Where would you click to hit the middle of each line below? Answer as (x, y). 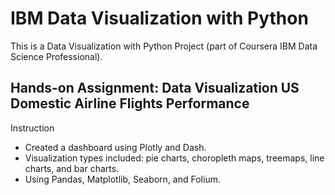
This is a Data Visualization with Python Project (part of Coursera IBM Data (164, 46)
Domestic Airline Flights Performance (130, 103)
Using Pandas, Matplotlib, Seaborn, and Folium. (122, 179)
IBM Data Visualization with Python (159, 18)
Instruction (32, 128)
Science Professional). (56, 56)
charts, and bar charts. (72, 168)
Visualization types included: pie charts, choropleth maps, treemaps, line (174, 158)
